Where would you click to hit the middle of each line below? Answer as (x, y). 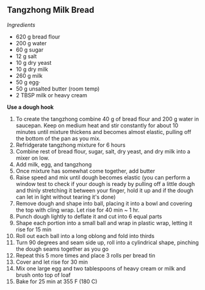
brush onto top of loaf (43, 275)
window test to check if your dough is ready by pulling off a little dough (105, 184)
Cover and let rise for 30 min (52, 262)
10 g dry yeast (34, 62)
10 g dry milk (32, 69)
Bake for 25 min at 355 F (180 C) (56, 281)
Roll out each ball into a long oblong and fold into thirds (85, 236)
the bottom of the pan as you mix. (58, 138)
